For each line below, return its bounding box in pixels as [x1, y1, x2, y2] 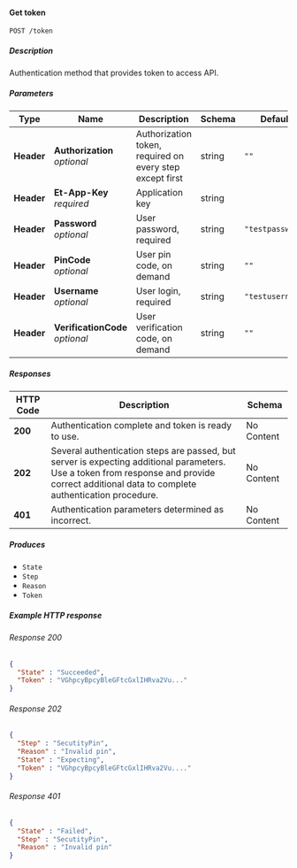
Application [135, 187, 184, 199]
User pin [135, 249, 171, 261]
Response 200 [9, 633, 63, 643]
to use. [50, 430, 80, 442]
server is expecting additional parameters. [50, 456, 226, 468]
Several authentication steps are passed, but [50, 445, 236, 457]
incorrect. [50, 514, 91, 526]
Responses [9, 368, 51, 379]
